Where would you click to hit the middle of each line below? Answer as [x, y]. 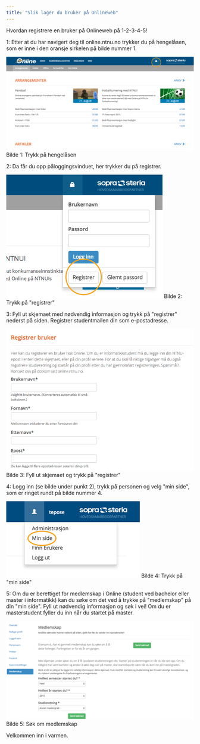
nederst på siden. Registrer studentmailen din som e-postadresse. [87, 321]
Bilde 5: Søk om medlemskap [42, 724]
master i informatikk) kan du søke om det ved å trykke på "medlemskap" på [99, 600]
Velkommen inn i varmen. [37, 736]
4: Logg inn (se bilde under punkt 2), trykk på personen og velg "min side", [98, 487]
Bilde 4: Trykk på [162, 576]
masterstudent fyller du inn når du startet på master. [70, 613]
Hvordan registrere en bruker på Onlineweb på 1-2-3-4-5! [77, 30]
